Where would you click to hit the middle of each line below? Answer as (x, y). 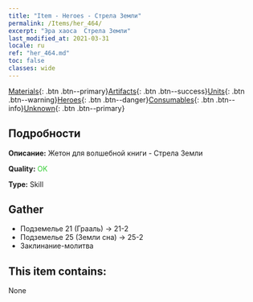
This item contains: (57, 271)
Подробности (45, 134)
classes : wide (32, 68)
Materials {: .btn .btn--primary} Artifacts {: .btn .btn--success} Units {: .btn (126, 91)
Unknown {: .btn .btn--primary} (74, 108)
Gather (26, 209)
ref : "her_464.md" (39, 53)
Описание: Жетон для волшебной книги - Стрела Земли (106, 153)
